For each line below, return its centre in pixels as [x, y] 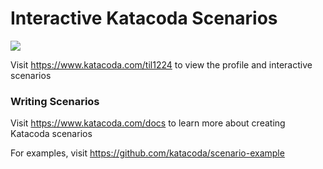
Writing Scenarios [55, 101]
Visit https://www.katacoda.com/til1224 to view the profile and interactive [161, 64]
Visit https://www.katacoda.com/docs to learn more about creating [148, 123]
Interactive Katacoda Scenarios [144, 18]
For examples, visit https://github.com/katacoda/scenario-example [147, 153]
